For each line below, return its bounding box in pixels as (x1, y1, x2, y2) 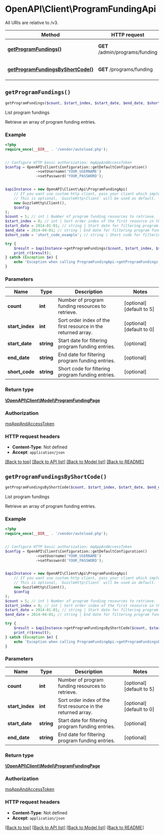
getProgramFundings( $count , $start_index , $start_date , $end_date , (5, 101, 145, 105)
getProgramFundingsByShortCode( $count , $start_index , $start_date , (5, 485, 145, 490)
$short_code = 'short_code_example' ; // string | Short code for (5, 232, 141, 237)
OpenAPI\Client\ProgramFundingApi (5, 3, 156, 15)
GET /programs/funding (98, 66, 153, 73)
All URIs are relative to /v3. (5, 20, 59, 26)
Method (41, 31, 60, 38)
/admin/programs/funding (98, 49, 158, 55)
